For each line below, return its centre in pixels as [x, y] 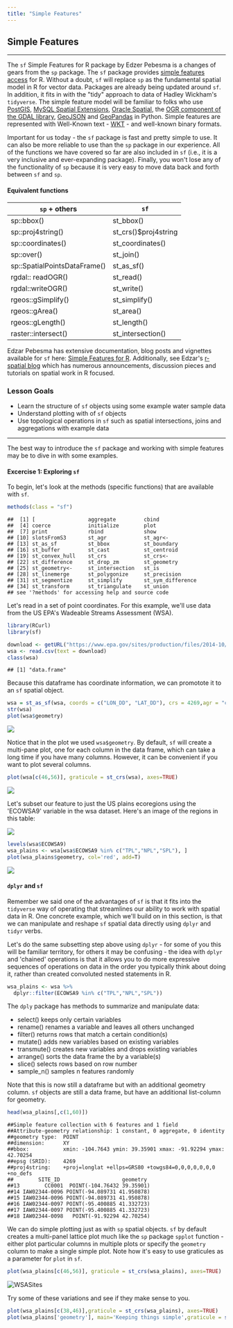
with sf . [18, 494]
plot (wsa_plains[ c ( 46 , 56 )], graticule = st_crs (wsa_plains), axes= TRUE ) [114, 1272]
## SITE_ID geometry [77, 1180]
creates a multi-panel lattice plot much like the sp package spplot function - [115, 1237]
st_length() [130, 322]
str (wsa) [20, 710]
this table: [21, 818]
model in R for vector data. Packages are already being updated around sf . [114, 87]
